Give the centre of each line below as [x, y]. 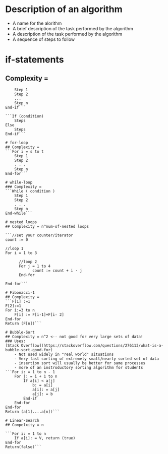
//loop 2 [28, 262]
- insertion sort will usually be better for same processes [80, 363]
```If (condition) [24, 116]
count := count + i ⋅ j [57, 271]
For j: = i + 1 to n [36, 376]
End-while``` [19, 213]
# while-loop [19, 182]
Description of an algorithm [64, 9]
